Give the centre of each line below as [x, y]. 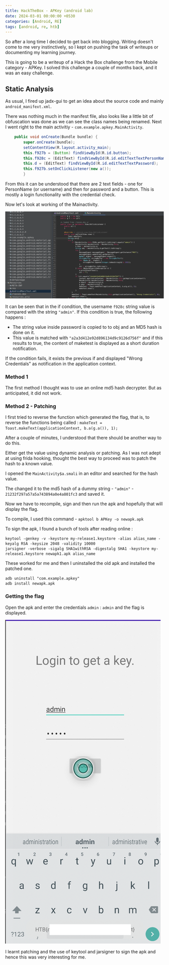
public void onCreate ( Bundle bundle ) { [56, 137]
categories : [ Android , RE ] [33, 21]
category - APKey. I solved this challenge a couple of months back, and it [81, 68]
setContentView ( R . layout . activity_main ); [67, 147]
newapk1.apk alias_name [70, 554]
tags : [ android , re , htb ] [32, 27]
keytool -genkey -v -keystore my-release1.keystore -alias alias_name [81, 539]
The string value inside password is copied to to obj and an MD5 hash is [87, 327]
